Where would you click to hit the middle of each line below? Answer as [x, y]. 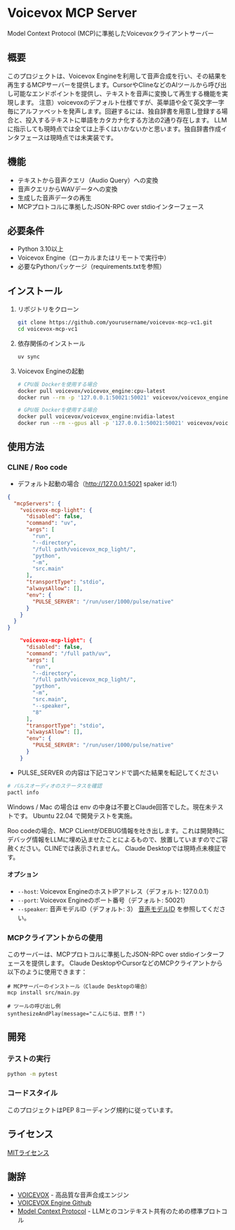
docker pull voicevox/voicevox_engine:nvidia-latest [96, 417]
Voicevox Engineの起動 [51, 371]
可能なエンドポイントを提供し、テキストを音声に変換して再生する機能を [117, 94]
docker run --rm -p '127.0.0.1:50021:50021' [83, 398]
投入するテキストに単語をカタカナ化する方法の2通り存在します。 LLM [126, 120]
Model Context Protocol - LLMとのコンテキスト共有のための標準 [110, 1211]
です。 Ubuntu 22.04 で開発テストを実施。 [75, 816]
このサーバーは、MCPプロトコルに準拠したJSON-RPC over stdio [101, 954]
